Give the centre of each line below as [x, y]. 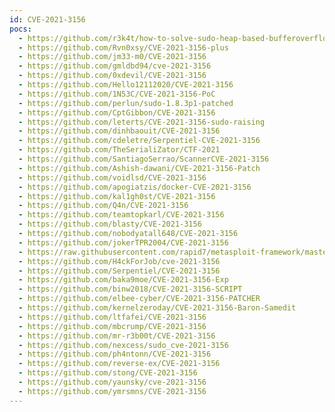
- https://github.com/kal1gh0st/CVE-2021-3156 [117, 196]
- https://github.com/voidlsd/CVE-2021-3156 [112, 177]
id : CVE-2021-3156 [47, 19]
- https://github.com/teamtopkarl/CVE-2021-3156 [121, 215]
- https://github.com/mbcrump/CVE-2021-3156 [112, 326]
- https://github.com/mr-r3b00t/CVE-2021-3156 [117, 336]
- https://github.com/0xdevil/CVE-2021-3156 [112, 76]
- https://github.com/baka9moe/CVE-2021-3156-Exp [123, 280]
